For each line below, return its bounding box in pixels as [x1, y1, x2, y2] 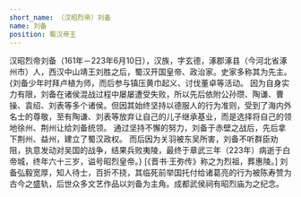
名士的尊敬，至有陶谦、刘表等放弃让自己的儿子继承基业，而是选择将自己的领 [9, 111, 292, 122]
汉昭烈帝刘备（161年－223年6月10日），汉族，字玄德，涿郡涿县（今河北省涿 [9, 56, 288, 66]
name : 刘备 [9, 21, 47, 30]
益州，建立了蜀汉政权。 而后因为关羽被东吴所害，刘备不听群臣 [39, 133, 271, 144]
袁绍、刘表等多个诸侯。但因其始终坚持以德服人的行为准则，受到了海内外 [24, 100, 292, 111]
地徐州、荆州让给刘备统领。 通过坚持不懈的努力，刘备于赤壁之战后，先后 [9, 123, 279, 133]
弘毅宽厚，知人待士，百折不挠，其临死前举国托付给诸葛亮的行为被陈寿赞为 [16, 167, 292, 178]
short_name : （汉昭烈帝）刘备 [9, 13, 112, 22]
